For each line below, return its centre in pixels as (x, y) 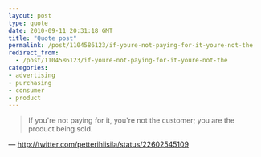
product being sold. (60, 129)
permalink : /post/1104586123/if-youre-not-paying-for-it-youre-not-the (130, 46)
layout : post (30, 16)
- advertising (32, 75)
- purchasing (30, 83)
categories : (28, 68)
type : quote (28, 23)
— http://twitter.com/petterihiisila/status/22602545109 (99, 144)
